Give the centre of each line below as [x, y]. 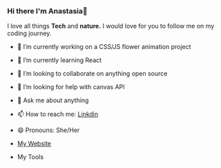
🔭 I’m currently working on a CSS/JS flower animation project [104, 47]
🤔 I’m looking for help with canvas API [71, 87]
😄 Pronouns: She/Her [48, 130]
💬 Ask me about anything [53, 100]
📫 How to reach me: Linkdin [58, 114]
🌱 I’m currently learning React [59, 60]
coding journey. [29, 33]
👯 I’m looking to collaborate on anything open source [92, 74]
